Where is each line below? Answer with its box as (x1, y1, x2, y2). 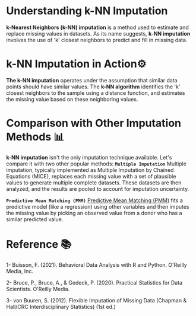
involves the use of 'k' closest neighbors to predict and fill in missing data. (6, 36, 188, 43)
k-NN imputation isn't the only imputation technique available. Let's (6, 154, 172, 161)
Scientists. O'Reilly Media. (6, 285, 70, 292)
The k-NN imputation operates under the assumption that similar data (6, 76, 178, 84)
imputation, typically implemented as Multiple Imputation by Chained (6, 166, 174, 173)
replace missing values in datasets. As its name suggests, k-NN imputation (6, 30, 191, 37)
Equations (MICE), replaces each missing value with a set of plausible (6, 173, 176, 180)
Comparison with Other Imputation (6, 117, 182, 130)
